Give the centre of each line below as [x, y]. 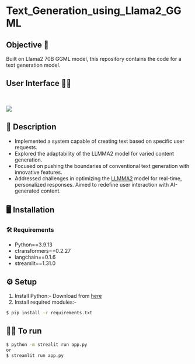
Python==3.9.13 [33, 245]
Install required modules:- [46, 302]
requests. [26, 147]
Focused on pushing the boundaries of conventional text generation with [102, 166]
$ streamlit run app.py [35, 355]
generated [27, 191]
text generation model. [33, 65]
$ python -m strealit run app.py [47, 344]
